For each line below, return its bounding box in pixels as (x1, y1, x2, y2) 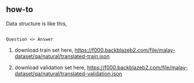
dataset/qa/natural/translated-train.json (14, 52, 110, 60)
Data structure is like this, (6, 20, 67, 27)
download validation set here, (14, 64, 86, 71)
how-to (6, 5, 33, 15)
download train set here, (14, 46, 74, 53)
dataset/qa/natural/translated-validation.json (14, 70, 123, 77)
